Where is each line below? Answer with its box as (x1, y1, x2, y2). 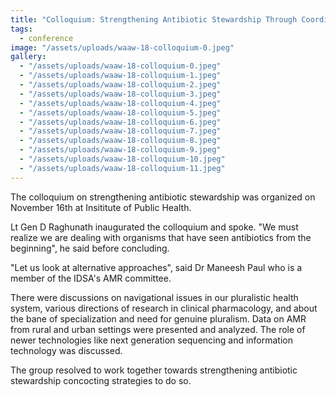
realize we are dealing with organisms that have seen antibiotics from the (10, 231, 312, 243)
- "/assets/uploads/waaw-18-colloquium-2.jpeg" (19, 80, 222, 90)
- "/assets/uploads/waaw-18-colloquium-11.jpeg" (19, 163, 226, 173)
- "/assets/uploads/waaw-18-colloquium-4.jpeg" (19, 98, 222, 108)
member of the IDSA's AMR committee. (10, 272, 172, 284)
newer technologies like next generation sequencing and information (10, 334, 293, 346)
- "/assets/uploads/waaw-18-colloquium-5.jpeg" (19, 107, 222, 118)
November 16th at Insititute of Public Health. (10, 201, 192, 213)
